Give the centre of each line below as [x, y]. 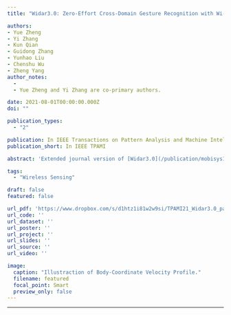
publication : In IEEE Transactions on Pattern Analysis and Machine [107, 140]
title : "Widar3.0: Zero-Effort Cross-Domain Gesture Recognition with [110, 13]
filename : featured [41, 279]
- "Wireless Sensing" [44, 177]
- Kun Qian [23, 45]
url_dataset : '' [30, 221]
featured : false [30, 197]
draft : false [26, 190]
